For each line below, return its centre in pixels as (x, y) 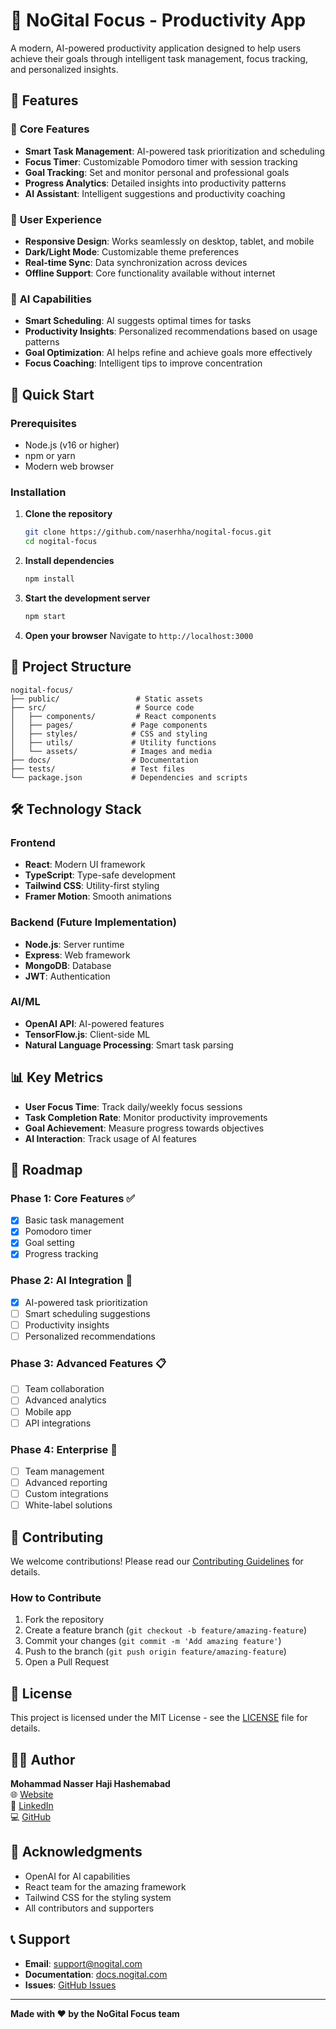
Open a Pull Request (67, 1662)
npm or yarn (50, 455)
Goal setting (49, 1243)
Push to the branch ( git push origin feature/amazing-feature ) (155, 1651)
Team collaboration (64, 1389)
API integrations (58, 1423)
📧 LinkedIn (32, 1805)
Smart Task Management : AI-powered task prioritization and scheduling (174, 151)
